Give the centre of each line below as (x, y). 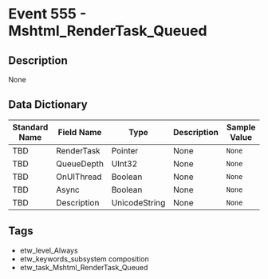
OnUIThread (79, 177)
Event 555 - (47, 14)
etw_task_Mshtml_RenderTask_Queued (84, 267)
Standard (30, 127)
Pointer (125, 150)
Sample (241, 127)
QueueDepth (79, 163)
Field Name (80, 132)
